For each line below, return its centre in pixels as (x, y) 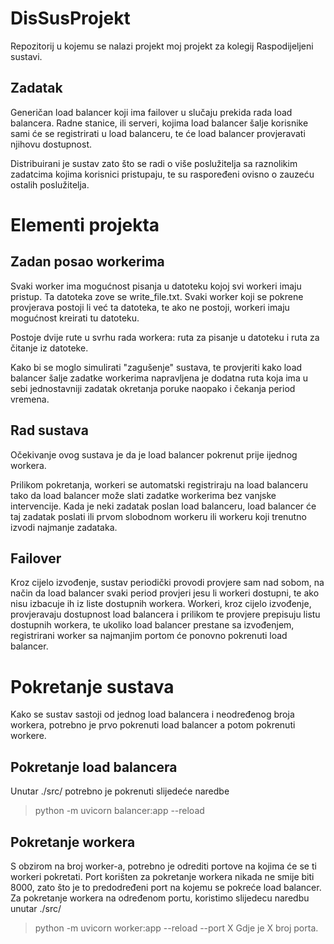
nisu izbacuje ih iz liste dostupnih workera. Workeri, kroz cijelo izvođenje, (161, 604)
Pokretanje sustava (92, 686)
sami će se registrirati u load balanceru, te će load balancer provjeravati (158, 133)
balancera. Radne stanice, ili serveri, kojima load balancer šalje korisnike (159, 123)
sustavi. (26, 56)
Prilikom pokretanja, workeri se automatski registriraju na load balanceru (159, 484)
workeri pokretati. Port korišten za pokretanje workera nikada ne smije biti (162, 876)
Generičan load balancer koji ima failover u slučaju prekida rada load (151, 112)
